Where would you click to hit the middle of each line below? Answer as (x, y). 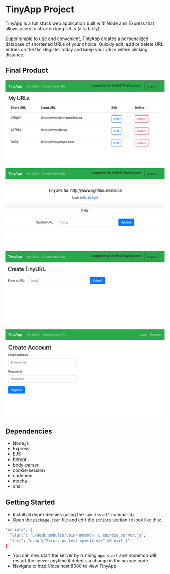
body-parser (26, 465)
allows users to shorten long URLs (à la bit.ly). (53, 28)
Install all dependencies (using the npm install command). (74, 514)
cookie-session (29, 470)
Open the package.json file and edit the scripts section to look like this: (87, 520)
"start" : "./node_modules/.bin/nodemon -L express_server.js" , (78, 535)
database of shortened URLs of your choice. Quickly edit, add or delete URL (84, 44)
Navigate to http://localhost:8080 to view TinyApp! (65, 566)
